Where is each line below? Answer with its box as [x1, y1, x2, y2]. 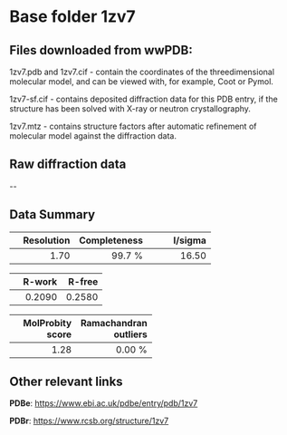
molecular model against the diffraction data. [9, 130, 177, 141]
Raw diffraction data [9, 157, 127, 172]
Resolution [23, 234, 71, 246]
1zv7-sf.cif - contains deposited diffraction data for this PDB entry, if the [9, 93, 278, 104]
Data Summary [9, 207, 96, 223]
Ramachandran [80, 316, 148, 329]
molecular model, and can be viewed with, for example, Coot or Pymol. [9, 76, 274, 87]
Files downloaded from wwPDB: [9, 43, 193, 58]
